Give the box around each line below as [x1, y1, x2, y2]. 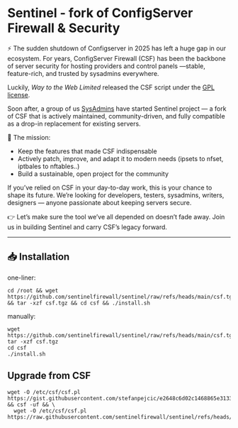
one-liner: [7, 273, 36, 282]
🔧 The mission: [7, 133, 51, 141]
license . [7, 90, 30, 99]
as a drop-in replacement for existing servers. [7, 119, 141, 128]
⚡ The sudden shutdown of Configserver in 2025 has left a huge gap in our [7, 44, 227, 53]
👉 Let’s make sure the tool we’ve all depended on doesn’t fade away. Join [7, 212, 225, 221]
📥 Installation [7, 251, 70, 263]
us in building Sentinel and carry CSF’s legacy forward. [7, 222, 168, 231]
